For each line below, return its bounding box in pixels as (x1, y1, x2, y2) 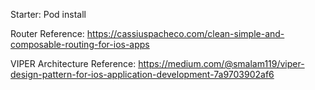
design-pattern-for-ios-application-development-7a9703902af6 (10, 69, 275, 80)
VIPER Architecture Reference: (10, 58, 137, 69)
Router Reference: (10, 28, 85, 39)
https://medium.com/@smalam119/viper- (138, 58, 305, 69)
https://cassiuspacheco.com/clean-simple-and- (86, 28, 285, 39)
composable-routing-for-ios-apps (10, 39, 150, 50)
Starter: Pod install (10, 9, 87, 20)
